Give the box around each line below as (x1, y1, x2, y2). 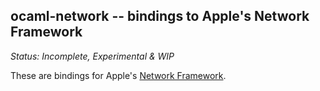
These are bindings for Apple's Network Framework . (10, 69, 227, 81)
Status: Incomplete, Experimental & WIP (10, 50, 175, 62)
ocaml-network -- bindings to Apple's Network (10, 8, 310, 25)
